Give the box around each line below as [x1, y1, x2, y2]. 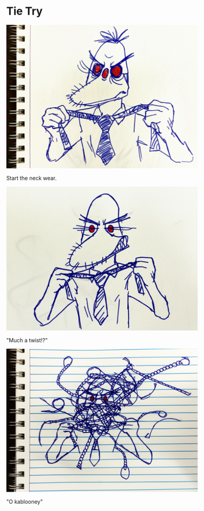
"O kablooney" [6, 498, 44, 506]
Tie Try [6, 4, 43, 18]
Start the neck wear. [6, 175, 57, 182]
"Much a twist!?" [6, 336, 48, 344]
